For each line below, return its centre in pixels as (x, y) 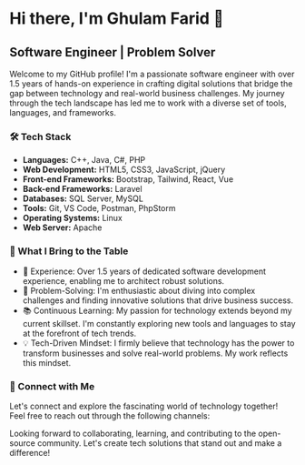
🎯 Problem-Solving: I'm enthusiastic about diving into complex (139, 290)
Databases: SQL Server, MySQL (83, 198)
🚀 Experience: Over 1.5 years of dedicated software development (144, 271)
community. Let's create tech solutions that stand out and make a (160, 443)
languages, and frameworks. (63, 112)
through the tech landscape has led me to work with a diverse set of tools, (148, 103)
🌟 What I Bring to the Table (69, 251)
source (23, 443)
